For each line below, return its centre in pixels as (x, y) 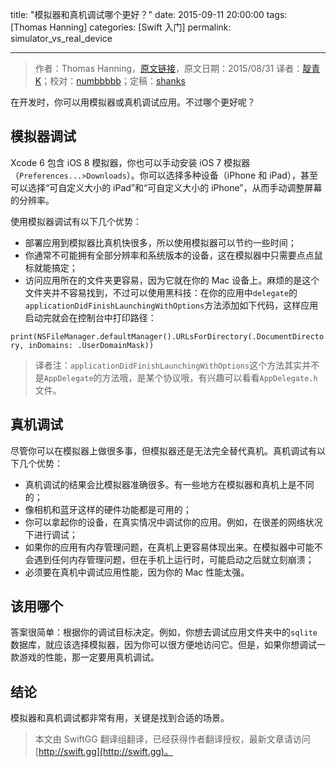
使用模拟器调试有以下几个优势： (76, 221)
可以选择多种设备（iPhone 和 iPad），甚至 (233, 175)
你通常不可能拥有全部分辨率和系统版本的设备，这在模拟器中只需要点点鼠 (173, 255)
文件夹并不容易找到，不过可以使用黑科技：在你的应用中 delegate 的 (161, 292)
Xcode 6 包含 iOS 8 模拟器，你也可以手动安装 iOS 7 (116, 162)
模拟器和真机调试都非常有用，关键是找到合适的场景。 (120, 718)
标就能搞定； (51, 267)
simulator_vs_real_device (61, 38)
